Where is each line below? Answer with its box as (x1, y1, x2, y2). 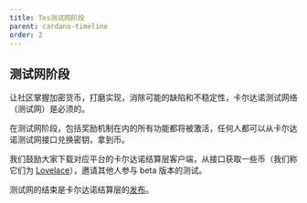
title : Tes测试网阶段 (9, 13, 85, 23)
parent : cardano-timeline (9, 22, 108, 31)
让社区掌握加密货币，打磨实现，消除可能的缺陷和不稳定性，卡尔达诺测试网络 (9, 92, 298, 103)
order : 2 (9, 30, 43, 39)
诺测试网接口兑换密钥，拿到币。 (9, 134, 130, 146)
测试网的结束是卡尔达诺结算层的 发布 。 (9, 184, 153, 196)
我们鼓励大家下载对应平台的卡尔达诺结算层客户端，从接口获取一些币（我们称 (9, 154, 298, 165)
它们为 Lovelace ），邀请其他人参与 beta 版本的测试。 (9, 165, 207, 176)
